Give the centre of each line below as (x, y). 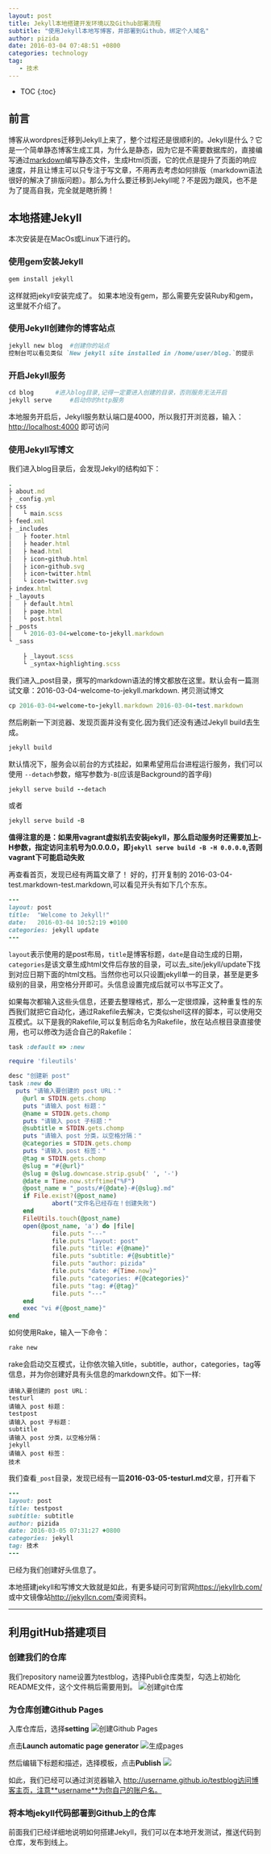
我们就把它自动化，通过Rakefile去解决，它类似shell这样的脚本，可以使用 (135, 1011)
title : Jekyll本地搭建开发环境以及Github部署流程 (85, 23)
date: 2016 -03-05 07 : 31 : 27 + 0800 (65, 1531)
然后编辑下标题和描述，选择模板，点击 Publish (85, 1763)
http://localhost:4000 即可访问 (59, 426)
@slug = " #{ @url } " (54, 1166)
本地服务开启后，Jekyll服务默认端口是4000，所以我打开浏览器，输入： (126, 416)
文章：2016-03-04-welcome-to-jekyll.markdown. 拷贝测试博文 (119, 690)
